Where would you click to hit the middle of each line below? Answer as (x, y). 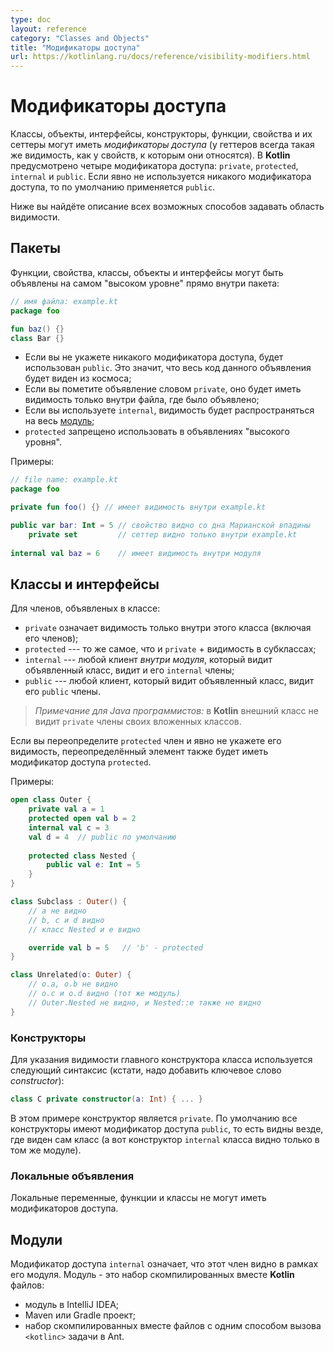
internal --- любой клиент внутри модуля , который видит (148, 660)
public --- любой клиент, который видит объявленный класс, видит (169, 681)
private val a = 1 (66, 809)
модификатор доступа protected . (81, 762)
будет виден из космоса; (78, 378)
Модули (36, 1239)
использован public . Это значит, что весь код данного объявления (168, 368)
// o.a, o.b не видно (73, 984)
